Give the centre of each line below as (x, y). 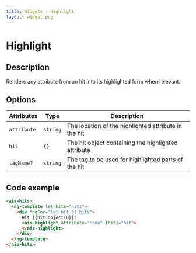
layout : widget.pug (30, 17)
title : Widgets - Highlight (40, 11)
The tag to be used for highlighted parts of (125, 160)
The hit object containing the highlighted (122, 143)
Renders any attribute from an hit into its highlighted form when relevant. (93, 81)
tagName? (21, 163)
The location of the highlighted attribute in (125, 126)
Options (21, 100)
